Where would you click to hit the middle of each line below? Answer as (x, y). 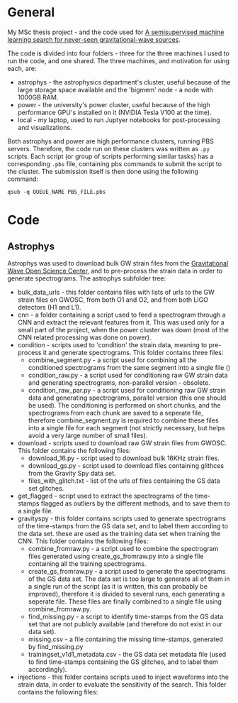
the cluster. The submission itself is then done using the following (103, 171)
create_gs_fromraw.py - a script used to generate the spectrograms (127, 571)
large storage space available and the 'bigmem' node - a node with (115, 89)
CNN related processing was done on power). (84, 337)
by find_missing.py (56, 646)
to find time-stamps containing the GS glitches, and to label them (123, 662)
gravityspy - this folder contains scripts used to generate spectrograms (122, 518)
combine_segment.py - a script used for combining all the (112, 360)
